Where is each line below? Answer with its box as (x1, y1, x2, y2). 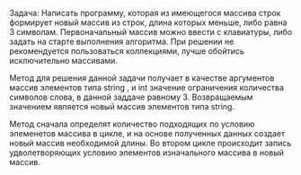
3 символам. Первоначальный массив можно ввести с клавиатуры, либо (9, 27, 293, 37)
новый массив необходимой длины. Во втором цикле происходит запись (9, 138, 292, 148)
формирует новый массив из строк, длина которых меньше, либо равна (9, 17, 288, 28)
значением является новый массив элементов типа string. (9, 101, 235, 111)
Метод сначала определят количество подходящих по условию (9, 118, 255, 129)
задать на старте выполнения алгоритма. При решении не (9, 36, 235, 47)
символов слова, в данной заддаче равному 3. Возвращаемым (9, 92, 253, 102)
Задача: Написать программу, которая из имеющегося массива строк (9, 8, 281, 18)
